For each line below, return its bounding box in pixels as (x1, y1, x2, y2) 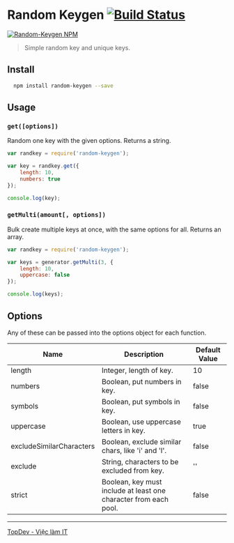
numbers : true (19, 175, 61, 183)
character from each (102, 494, 169, 504)
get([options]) (7, 122, 59, 130)
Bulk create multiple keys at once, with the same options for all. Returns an (7, 225, 221, 234)
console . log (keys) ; (7, 291, 64, 298)
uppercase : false (19, 272, 70, 279)
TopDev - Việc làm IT (7, 527, 68, 536)
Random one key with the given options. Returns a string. (7, 137, 171, 145)
